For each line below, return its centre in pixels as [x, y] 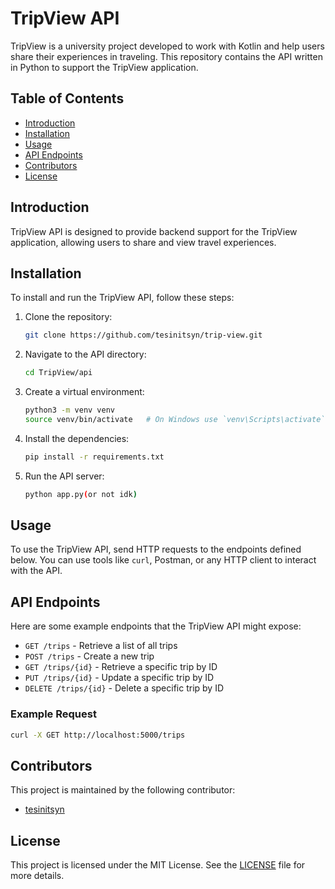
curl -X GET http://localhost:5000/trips [98, 735]
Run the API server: [64, 476]
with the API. [36, 571]
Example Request [53, 714]
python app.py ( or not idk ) [81, 494]
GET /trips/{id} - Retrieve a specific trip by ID [121, 667]
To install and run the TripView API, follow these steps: [122, 298]
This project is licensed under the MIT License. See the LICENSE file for [158, 865]
